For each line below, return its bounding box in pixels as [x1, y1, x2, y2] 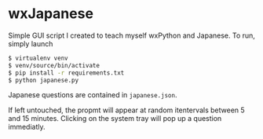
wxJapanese [8, 5, 94, 23]
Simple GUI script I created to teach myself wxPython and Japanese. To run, [8, 31, 255, 40]
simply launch [8, 38, 53, 48]
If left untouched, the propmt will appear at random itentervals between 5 [8, 105, 245, 115]
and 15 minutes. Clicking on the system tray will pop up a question [8, 114, 222, 123]
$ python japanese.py [8, 76, 79, 84]
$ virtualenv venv [8, 54, 68, 62]
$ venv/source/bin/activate [8, 61, 100, 69]
